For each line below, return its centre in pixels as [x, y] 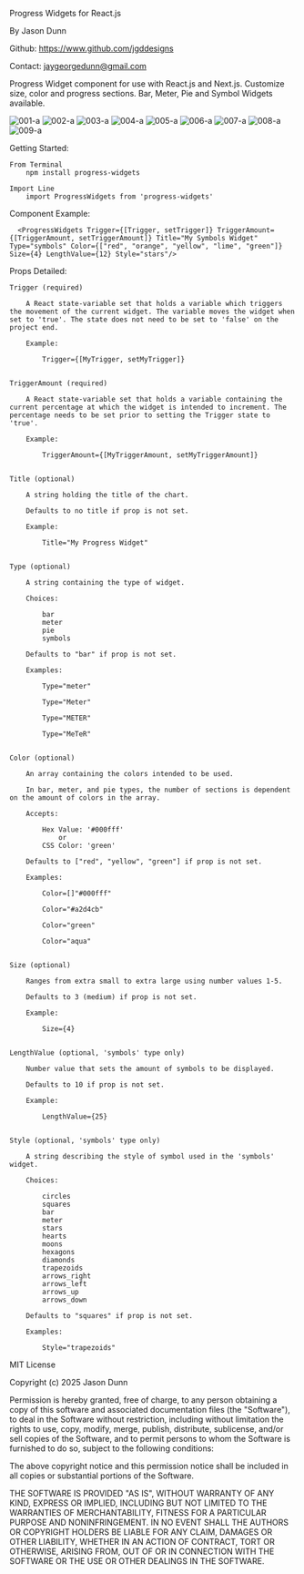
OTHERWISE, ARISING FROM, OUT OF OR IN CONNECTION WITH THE [142, 1551]
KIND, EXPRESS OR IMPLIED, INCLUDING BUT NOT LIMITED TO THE [138, 1503]
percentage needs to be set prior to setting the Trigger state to [140, 415]
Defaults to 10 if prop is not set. [96, 1085]
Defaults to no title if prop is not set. [107, 511]
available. [27, 103]
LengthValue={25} [75, 1117]
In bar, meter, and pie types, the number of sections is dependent [158, 790]
